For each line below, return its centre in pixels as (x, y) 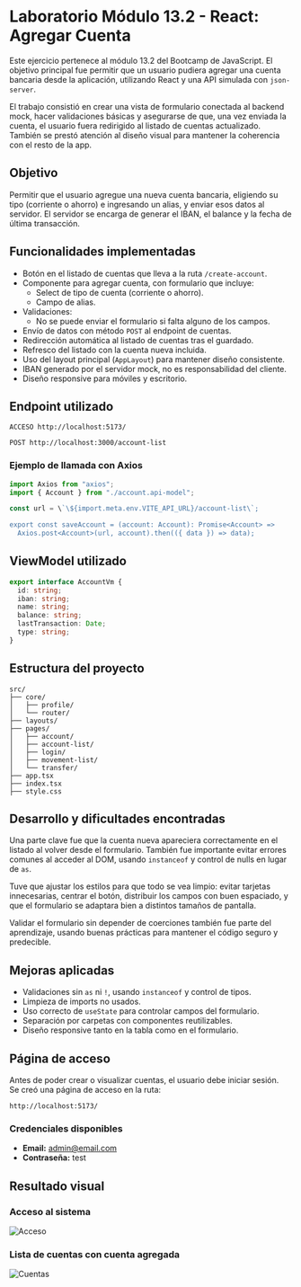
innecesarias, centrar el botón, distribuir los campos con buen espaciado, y (149, 896)
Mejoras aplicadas (62, 970)
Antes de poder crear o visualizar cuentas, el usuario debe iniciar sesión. (144, 1080)
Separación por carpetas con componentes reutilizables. (128, 1021)
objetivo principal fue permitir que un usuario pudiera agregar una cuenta (145, 70)
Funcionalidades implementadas (102, 252)
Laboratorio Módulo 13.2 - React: (134, 17)
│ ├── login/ (38, 752)
